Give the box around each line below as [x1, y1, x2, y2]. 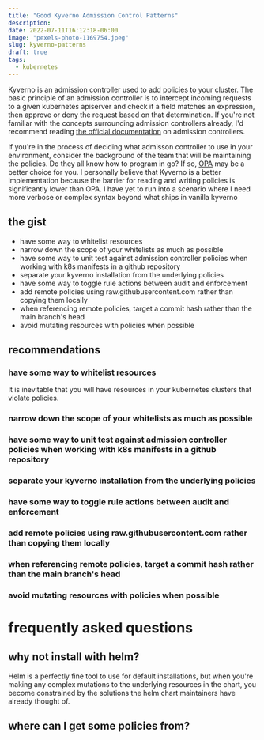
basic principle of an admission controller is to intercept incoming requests [8, 92, 251, 103]
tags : [8, 56, 26, 64]
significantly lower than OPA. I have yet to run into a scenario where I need [8, 183, 251, 194]
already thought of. [8, 697, 70, 706]
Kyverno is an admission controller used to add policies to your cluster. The [8, 85, 254, 94]
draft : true [8, 48, 47, 56]
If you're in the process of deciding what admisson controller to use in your [8, 142, 253, 151]
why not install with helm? [8, 650, 140, 664]
